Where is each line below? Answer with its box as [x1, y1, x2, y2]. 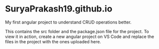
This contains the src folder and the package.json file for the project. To [5, 28, 149, 34]
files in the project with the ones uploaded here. [5, 38, 101, 44]
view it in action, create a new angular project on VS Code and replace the [5, 34, 155, 39]
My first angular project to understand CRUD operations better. [5, 19, 132, 25]
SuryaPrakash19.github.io [5, 3, 113, 14]
